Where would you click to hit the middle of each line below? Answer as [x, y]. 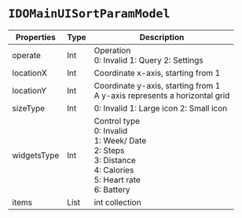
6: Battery [112, 189]
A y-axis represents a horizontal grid [162, 95]
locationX [29, 73]
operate [27, 55]
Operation [112, 50]
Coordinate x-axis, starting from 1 [157, 73]
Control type [117, 121]
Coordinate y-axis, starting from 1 [157, 85]
